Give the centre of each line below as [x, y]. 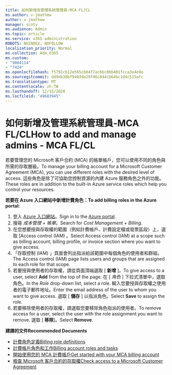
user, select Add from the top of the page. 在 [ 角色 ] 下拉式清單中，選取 [89, 277]
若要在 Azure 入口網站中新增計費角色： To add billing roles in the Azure [81, 200]
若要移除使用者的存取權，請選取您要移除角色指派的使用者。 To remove [87, 308]
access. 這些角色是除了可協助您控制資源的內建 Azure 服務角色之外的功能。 [85, 178]
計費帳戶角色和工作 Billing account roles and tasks [65, 348]
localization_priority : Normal [39, 48]
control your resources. [30, 190]
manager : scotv [22, 24]
